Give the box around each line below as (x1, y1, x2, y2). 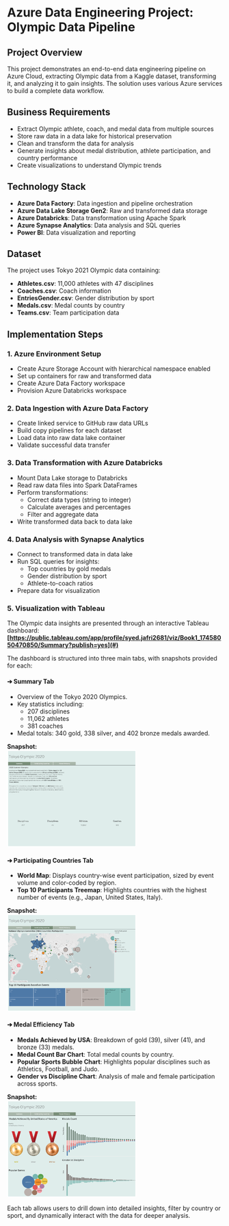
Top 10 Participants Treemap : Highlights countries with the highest (16, 886, 207, 894)
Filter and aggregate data (27, 510, 99, 518)
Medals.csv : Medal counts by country (16, 302, 125, 310)
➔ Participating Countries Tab (7, 856, 94, 864)
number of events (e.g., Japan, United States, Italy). (16, 893, 163, 902)
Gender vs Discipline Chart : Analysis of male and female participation (16, 1072, 215, 1080)
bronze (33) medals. (16, 1043, 75, 1051)
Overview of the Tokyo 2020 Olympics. (16, 692, 128, 700)
